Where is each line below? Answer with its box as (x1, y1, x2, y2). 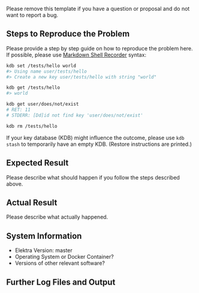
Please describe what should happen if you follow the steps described (6, 174, 180, 181)
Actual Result (6, 198, 58, 208)
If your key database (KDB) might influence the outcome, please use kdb (6, 134, 185, 141)
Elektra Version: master (14, 247, 73, 254)
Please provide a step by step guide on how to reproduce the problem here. (6, 44, 193, 52)
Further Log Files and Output (6, 277, 116, 287)
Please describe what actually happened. (6, 213, 108, 221)
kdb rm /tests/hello (6, 123, 58, 129)
